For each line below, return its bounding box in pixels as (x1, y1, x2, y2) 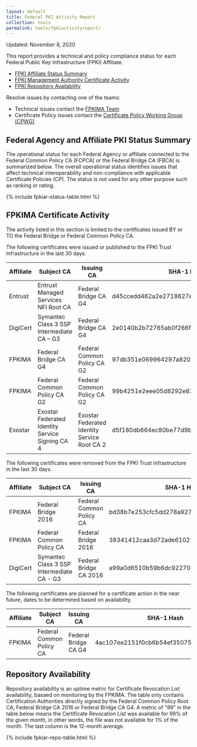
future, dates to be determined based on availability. (6, 596, 132, 603)
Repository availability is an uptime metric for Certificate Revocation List (6, 685, 180, 692)
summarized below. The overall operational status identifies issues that (6, 163, 178, 171)
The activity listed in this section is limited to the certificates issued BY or (6, 226, 183, 233)
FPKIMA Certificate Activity (6, 210, 110, 221)
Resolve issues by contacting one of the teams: (6, 94, 121, 101)
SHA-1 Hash (147, 613, 184, 622)
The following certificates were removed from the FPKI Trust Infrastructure (6, 459, 186, 466)
